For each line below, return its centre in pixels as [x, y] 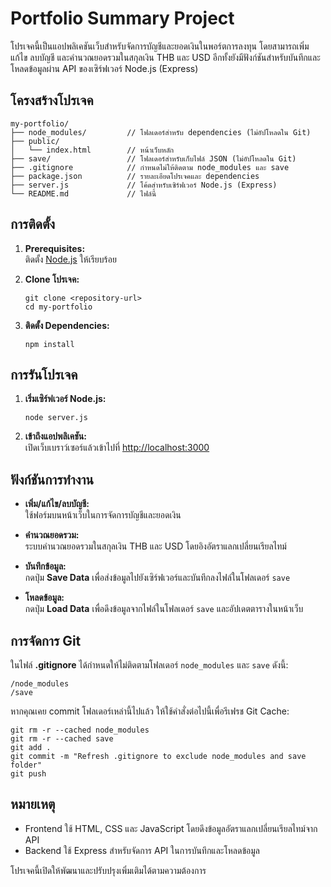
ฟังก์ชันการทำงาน [52, 479]
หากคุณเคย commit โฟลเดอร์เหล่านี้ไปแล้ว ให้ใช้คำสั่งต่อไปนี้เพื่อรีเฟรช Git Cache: [150, 711]
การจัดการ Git [46, 640]
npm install [49, 344]
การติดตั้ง [33, 224]
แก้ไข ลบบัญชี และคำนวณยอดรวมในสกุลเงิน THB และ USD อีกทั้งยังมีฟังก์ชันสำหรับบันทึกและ [165, 57]
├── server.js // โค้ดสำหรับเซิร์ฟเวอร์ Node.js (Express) [144, 185]
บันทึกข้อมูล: [45, 566]
